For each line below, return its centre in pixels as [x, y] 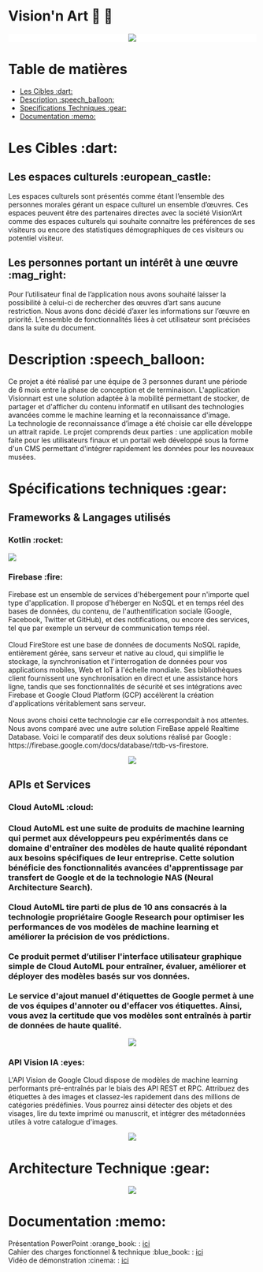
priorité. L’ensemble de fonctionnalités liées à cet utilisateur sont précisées [129, 319]
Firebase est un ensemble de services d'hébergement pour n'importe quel [129, 594]
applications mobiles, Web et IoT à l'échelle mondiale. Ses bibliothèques [125, 670]
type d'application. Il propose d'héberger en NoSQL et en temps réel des [126, 602]
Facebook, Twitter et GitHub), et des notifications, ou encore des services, [129, 619]
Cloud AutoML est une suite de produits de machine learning [127, 829]
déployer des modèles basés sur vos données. [99, 976]
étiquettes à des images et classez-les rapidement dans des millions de [124, 1096]
